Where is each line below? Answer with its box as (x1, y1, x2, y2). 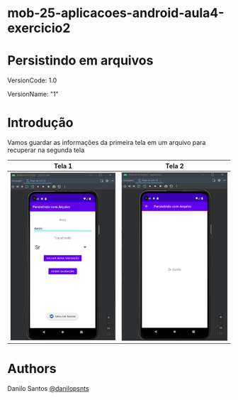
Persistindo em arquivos (7, 53, 154, 69)
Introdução (7, 115, 74, 131)
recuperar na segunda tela (7, 146, 85, 154)
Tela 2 (165, 161, 184, 170)
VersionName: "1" (7, 90, 59, 99)
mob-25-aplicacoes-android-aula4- (7, 5, 225, 21)
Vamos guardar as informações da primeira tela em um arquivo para (7, 139, 206, 147)
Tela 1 (54, 161, 73, 170)
